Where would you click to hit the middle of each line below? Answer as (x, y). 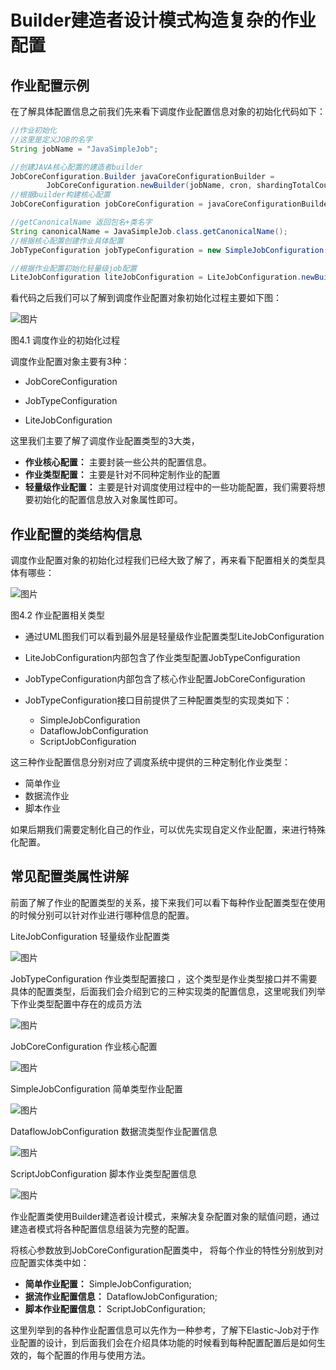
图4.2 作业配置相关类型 (58, 615)
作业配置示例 (50, 85)
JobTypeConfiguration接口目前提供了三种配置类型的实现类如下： (158, 700)
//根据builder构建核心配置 (60, 195)
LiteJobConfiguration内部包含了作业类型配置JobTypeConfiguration (162, 658)
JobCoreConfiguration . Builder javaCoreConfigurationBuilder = (142, 176)
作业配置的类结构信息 (76, 534)
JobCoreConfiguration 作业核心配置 (84, 1046)
